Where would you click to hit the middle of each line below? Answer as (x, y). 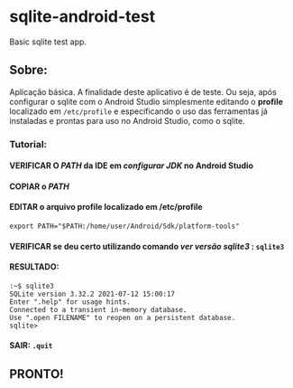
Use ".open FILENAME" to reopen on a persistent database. (123, 317)
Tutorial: (28, 144)
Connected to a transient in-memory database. (98, 309)
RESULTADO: (34, 267)
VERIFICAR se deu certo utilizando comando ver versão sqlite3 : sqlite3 (147, 246)
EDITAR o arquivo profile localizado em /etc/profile (106, 207)
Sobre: (28, 70)
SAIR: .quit (31, 345)
